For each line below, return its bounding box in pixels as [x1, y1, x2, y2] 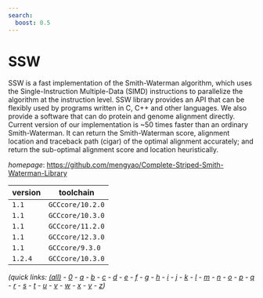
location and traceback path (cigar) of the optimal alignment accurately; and [8, 136, 254, 146]
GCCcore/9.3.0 [48, 244, 101, 253]
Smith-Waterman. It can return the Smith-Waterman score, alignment [8, 129, 230, 138]
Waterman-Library [8, 169, 68, 178]
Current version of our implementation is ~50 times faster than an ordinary [8, 120, 249, 129]
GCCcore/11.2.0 [48, 222, 105, 231]
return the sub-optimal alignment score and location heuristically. [8, 145, 219, 154]
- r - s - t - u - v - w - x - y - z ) [8, 281, 106, 290]
